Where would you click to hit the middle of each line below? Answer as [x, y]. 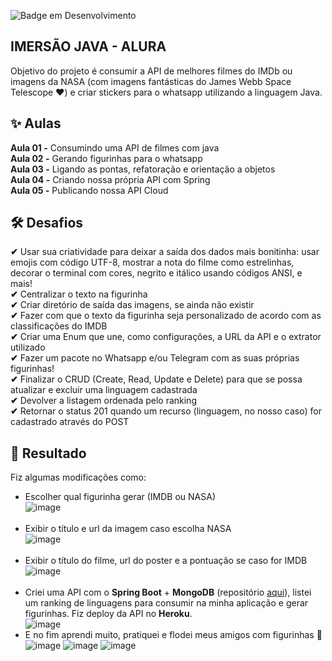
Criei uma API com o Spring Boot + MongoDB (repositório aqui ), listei [168, 592]
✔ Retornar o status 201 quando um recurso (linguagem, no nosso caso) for [166, 411]
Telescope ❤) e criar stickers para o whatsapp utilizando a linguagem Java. [166, 92]
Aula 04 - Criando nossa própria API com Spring [110, 179]
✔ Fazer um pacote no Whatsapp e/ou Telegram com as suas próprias [155, 358]
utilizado [28, 347]
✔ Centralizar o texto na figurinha [79, 294]
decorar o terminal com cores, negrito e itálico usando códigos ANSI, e [156, 273]
